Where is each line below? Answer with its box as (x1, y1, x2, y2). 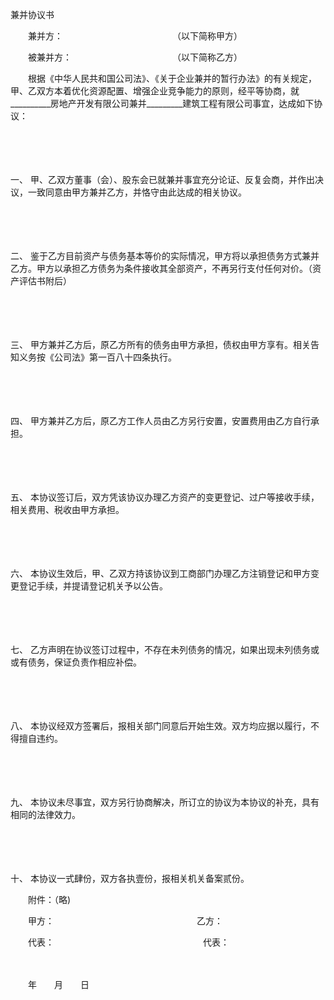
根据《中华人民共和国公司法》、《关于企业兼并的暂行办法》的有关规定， (27, 73, 317, 84)
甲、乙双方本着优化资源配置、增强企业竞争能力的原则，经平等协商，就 (10, 85, 300, 97)
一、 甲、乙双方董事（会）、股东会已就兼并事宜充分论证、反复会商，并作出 (10, 174, 315, 185)
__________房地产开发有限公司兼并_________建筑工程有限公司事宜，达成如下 (10, 98, 315, 109)
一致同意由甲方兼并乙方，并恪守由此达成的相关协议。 (27, 186, 247, 198)
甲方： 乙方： (27, 915, 223, 927)
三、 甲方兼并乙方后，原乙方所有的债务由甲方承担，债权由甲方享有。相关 (10, 339, 311, 350)
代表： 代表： (27, 936, 230, 948)
